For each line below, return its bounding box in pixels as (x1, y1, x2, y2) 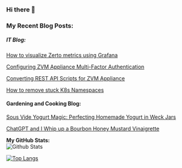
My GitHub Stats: (6, 137, 50, 144)
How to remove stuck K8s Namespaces (6, 86, 104, 94)
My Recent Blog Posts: (6, 21, 74, 29)
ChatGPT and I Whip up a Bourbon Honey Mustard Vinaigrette (6, 125, 160, 133)
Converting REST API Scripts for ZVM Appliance (6, 74, 125, 82)
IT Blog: (6, 36, 26, 44)
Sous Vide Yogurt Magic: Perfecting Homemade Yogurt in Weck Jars (6, 113, 176, 121)
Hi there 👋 (6, 5, 36, 14)
